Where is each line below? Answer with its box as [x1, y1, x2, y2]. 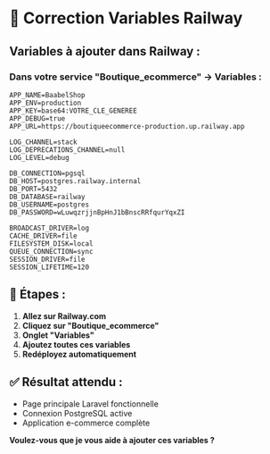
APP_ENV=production [9, 98, 82, 107]
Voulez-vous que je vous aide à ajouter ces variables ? [9, 434, 216, 445]
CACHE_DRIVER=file [9, 231, 78, 240]
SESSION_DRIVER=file [9, 255, 86, 264]
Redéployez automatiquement [21, 349, 136, 359]
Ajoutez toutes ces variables [21, 339, 131, 349]
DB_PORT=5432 [9, 184, 58, 193]
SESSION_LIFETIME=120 [9, 263, 90, 272]
